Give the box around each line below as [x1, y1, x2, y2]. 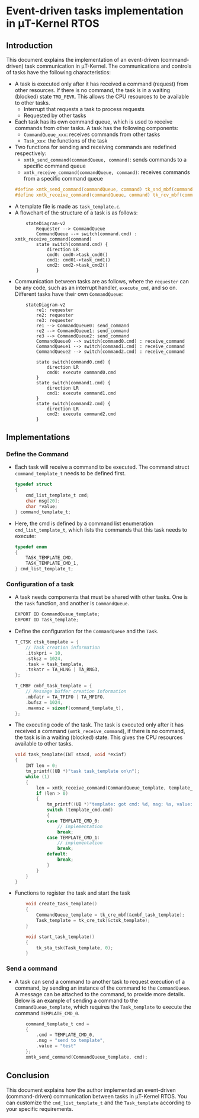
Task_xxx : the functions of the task [23, 137, 108, 144]
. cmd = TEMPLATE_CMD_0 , [36, 1032, 95, 1038]
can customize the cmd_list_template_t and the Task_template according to [6, 1099, 191, 1106]
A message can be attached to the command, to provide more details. [14, 990, 185, 997]
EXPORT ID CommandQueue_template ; [14, 611, 100, 617]
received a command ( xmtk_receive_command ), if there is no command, [14, 728, 185, 735]
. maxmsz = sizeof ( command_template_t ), [25, 705, 124, 711]
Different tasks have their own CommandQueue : [14, 290, 123, 298]
